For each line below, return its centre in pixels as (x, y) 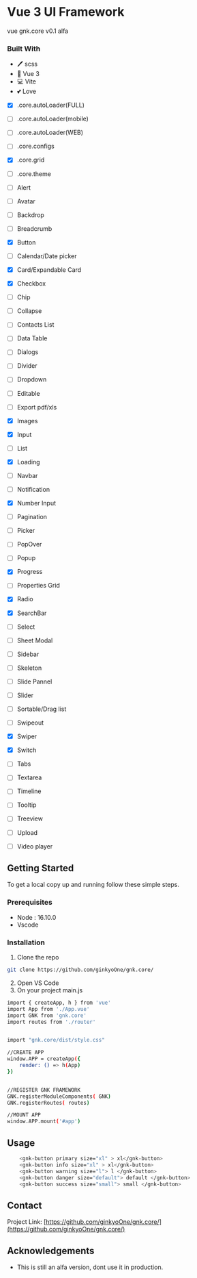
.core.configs (35, 146)
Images (27, 421)
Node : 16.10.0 (36, 917)
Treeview (30, 818)
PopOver (29, 544)
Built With (24, 49)
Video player (35, 846)
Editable (28, 393)
